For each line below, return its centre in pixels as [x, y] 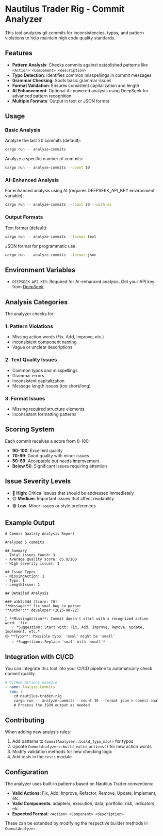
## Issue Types [20, 572]
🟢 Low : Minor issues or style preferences [54, 505]
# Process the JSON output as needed [52, 705]
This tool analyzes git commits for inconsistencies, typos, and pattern [74, 33]
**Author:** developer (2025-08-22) [42, 610]
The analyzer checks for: [30, 314]
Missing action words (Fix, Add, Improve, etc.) [58, 337]
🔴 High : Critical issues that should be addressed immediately [73, 493]
